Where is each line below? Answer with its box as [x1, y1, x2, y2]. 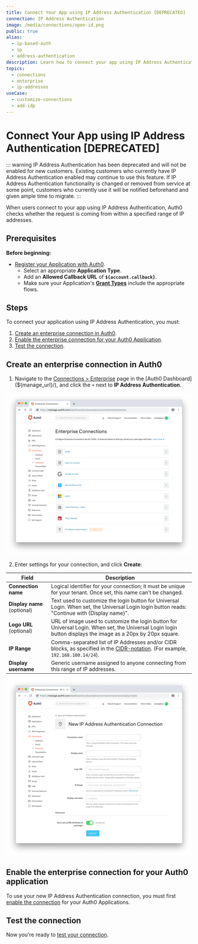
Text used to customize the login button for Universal [51, 597, 180, 604]
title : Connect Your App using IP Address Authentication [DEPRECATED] [6, 9, 186, 15]
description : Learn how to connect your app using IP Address [6, 59, 162, 65]
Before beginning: [6, 249, 51, 256]
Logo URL [8, 621, 34, 628]
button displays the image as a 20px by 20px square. [51, 630, 180, 637]
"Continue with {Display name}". [51, 609, 130, 617]
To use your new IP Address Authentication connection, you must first [6, 892, 176, 899]
